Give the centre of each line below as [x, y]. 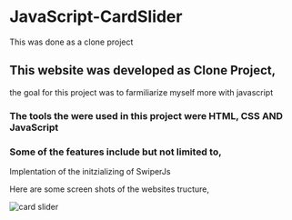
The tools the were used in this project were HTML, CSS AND [146, 115]
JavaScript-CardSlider [96, 17]
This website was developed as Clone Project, [142, 70]
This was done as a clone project [71, 42]
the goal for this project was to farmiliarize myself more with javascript [141, 92]
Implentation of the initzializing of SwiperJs [90, 171]
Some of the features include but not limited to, [116, 152]
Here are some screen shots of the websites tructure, [109, 189]
